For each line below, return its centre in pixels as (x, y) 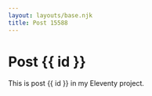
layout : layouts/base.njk (50, 15)
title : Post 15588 (38, 23)
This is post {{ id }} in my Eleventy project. (76, 83)
